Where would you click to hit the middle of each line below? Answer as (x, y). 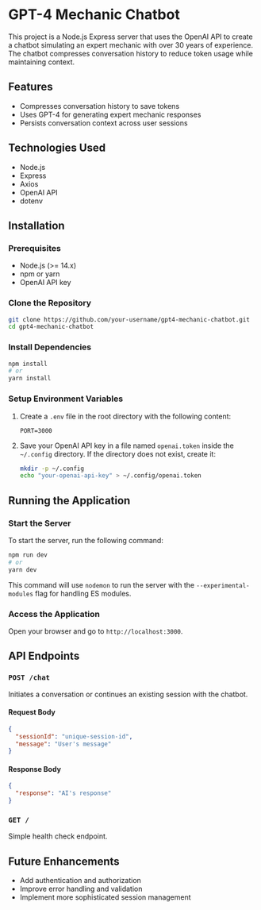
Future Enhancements (64, 861)
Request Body (32, 712)
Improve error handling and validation (81, 889)
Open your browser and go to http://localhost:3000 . (96, 631)
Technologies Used (57, 148)
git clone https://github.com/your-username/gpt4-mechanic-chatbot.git (129, 319)
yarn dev (23, 569)
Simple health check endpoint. (58, 836)
